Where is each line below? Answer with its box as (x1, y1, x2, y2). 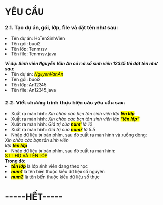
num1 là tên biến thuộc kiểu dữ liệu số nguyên (11, 168, 105, 174)
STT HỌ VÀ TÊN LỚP (5, 153, 48, 158)
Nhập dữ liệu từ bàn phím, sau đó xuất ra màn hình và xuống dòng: (11, 132, 147, 138)
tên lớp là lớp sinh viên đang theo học (11, 163, 88, 169)
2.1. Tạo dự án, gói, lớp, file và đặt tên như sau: (5, 24, 118, 31)
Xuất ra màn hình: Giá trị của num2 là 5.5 (11, 126, 95, 132)
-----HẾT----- (5, 191, 63, 202)
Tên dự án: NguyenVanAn (11, 71, 64, 77)
